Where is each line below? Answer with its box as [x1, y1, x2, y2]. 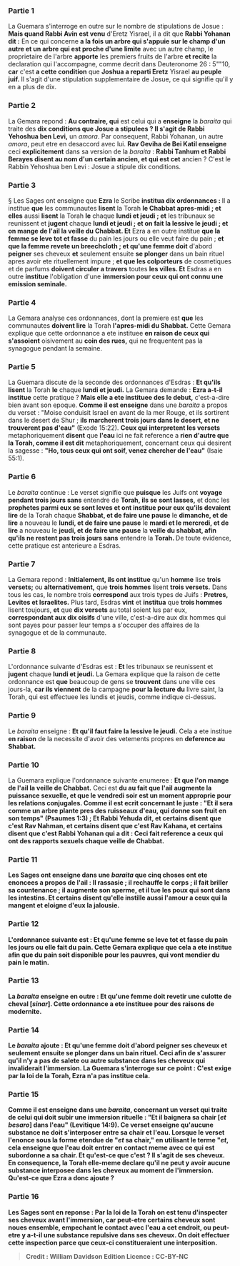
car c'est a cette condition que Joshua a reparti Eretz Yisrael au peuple [8, 67, 222, 76]
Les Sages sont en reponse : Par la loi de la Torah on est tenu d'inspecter [8, 1207, 228, 1216]
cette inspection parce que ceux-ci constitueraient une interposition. [8, 1238, 218, 1247]
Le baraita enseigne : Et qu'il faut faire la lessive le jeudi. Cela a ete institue [8, 727, 232, 735]
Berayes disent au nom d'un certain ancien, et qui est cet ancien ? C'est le [8, 154, 231, 163]
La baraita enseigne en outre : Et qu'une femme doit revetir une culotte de [8, 992, 232, 1000]
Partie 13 [8, 975, 39, 985]
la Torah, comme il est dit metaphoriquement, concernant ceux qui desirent [8, 438, 231, 448]
